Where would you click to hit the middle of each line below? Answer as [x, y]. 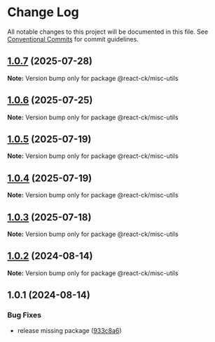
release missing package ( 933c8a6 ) [69, 330]
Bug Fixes [25, 315]
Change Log [43, 12]
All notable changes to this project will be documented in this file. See [108, 32]
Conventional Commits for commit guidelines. [73, 39]
